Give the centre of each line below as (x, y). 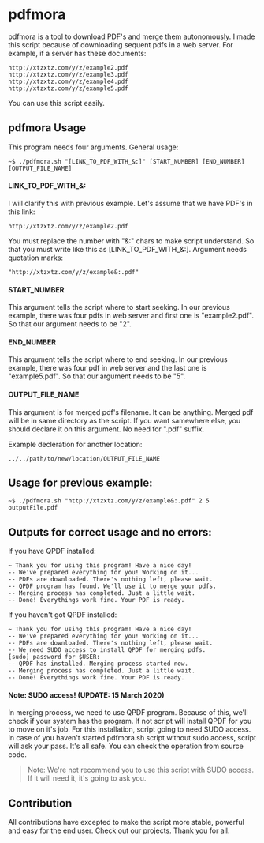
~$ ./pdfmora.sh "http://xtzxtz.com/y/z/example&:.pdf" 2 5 (109, 501)
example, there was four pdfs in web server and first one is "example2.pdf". (131, 316)
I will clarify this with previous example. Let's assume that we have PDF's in (131, 203)
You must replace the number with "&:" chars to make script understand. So (131, 241)
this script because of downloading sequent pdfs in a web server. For (121, 44)
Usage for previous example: (80, 482)
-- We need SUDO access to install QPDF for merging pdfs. (107, 650)
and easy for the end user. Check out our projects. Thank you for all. (119, 830)
